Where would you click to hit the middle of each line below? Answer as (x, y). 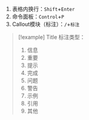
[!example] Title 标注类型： (52, 37)
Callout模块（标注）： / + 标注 (46, 24)
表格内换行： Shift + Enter (43, 9)
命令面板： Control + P (38, 16)
